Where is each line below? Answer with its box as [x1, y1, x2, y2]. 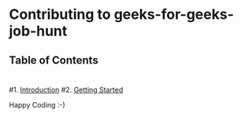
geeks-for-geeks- [113, 5, 235, 24]
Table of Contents [9, 53, 99, 67]
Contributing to [9, 5, 111, 24]
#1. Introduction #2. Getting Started [9, 85, 124, 94]
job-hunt [9, 22, 68, 40]
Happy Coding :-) [9, 100, 65, 109]
